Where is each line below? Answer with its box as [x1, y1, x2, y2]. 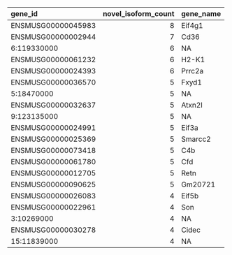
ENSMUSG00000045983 [10, 21, 96, 30]
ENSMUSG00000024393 [10, 66, 96, 75]
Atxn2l [181, 101, 203, 110]
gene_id [10, 9, 38, 18]
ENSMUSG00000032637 [10, 101, 96, 110]
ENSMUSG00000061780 [10, 157, 96, 166]
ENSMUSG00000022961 [10, 203, 96, 212]
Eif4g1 [181, 21, 204, 30]
